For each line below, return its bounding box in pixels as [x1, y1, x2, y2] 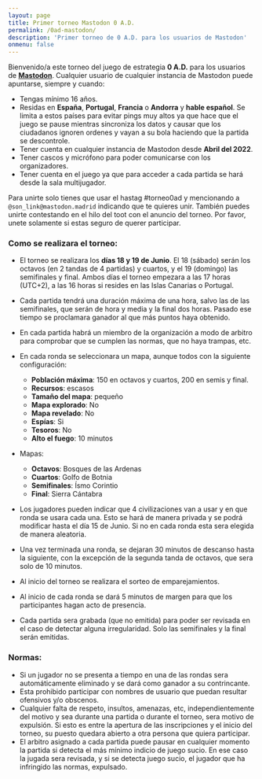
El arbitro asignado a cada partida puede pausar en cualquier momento [19, 737, 250, 746]
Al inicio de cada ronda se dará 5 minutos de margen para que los [19, 592, 233, 602]
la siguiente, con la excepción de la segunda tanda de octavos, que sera [19, 553, 253, 563]
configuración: [19, 360, 67, 370]
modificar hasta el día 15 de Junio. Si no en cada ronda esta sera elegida [19, 521, 254, 531]
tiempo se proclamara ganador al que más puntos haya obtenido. [19, 312, 231, 323]
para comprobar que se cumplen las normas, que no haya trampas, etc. [19, 336, 252, 346]
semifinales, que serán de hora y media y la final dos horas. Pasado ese [19, 305, 253, 314]
